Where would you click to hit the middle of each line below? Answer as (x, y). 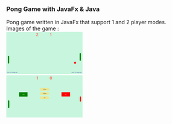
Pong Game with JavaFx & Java (53, 9)
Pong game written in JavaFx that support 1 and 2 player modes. (86, 22)
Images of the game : (33, 28)
